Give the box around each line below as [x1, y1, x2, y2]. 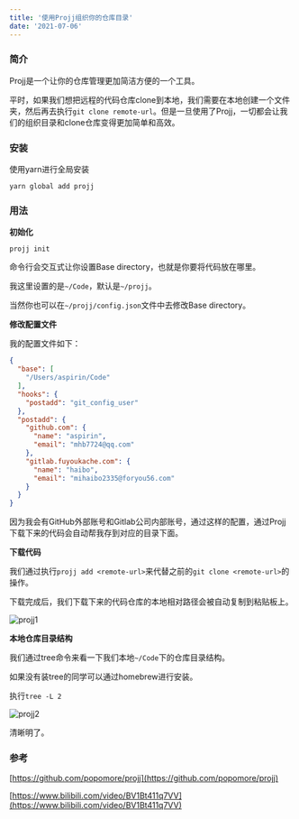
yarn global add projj [9, 182, 95, 191]
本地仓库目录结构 [9, 633, 73, 644]
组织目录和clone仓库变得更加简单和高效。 [24, 116, 180, 127]
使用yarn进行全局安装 [9, 164, 90, 175]
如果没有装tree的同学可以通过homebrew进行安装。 [9, 671, 198, 682]
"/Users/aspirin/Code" [25, 373, 111, 382]
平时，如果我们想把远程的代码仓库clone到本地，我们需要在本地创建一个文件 [9, 94, 291, 105]
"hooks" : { [17, 390, 59, 399]
